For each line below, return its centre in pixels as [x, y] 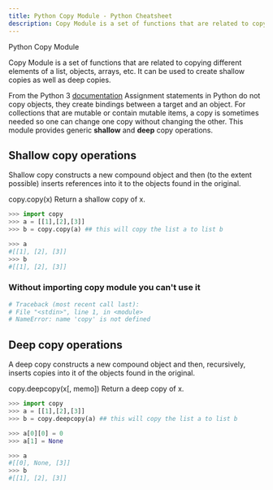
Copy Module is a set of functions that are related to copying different [125, 63]
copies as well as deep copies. [60, 80]
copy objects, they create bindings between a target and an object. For [127, 104]
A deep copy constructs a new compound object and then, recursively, [127, 364]
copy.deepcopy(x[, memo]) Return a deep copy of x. [96, 389]
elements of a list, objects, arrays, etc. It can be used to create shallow [127, 71]
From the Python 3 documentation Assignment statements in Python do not [134, 95]
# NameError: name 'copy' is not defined [80, 319]
